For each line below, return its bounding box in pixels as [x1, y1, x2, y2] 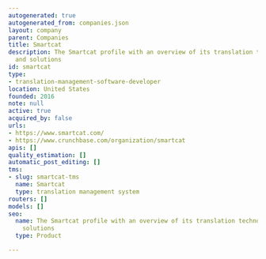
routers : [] [8, 195, 47, 203]
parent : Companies [8, 33, 69, 42]
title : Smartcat [8, 41, 62, 49]
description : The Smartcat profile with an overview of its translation [8, 48, 253, 56]
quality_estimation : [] [8, 151, 87, 159]
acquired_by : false [8, 114, 73, 122]
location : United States [8, 84, 90, 93]
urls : [8, 122, 26, 129]
